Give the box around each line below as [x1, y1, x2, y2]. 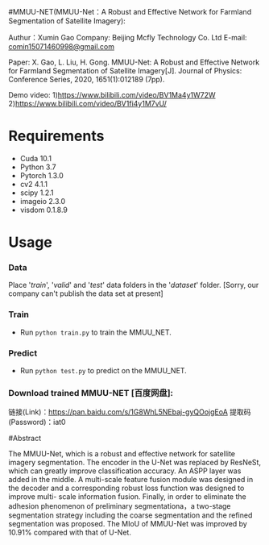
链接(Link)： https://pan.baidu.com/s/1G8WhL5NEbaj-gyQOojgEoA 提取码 [8, 407, 251, 417]
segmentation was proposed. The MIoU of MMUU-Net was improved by [8, 519, 247, 529]
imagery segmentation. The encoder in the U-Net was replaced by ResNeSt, [8, 458, 262, 468]
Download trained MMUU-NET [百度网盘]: [8, 387, 174, 398]
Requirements [8, 127, 105, 145]
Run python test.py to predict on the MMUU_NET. [19, 366, 187, 376]
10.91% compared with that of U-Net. [8, 527, 131, 538]
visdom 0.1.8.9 [19, 205, 68, 214]
